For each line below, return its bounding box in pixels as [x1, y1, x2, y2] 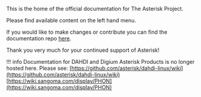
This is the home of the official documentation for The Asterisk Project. [6, 5, 184, 12]
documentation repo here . [6, 35, 72, 42]
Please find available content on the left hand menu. [6, 17, 137, 23]
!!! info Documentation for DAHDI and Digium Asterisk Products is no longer [6, 58, 195, 65]
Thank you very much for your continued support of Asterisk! [6, 46, 160, 54]
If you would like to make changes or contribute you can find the [6, 28, 168, 36]
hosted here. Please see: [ [6, 64, 72, 72]
